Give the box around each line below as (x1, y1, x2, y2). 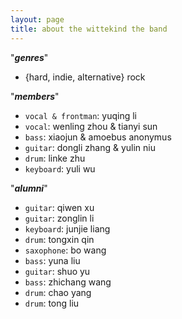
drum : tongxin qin (24, 233, 95, 245)
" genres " (10, 51, 49, 63)
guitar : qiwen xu (24, 201, 95, 213)
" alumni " (10, 182, 48, 194)
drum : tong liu (24, 297, 80, 309)
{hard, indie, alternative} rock (24, 71, 146, 83)
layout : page (10, 14, 65, 25)
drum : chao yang (24, 286, 92, 298)
